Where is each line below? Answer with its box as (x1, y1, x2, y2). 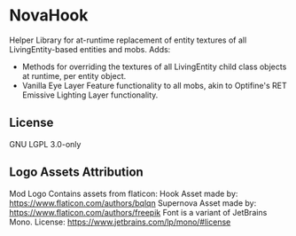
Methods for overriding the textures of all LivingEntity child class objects (21, 61, 287, 72)
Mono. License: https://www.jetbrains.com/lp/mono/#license (9, 216, 231, 227)
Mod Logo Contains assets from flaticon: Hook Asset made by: (9, 188, 238, 199)
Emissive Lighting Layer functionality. (21, 90, 159, 100)
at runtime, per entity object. (21, 70, 127, 81)
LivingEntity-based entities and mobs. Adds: (9, 43, 171, 54)
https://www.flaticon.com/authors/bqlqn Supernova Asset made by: (9, 197, 257, 208)
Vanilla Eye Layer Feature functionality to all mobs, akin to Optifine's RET (21, 80, 287, 90)
